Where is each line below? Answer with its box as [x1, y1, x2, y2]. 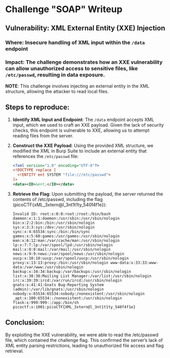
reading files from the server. [12, 133, 74, 139]
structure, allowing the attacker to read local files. [5, 88, 109, 94]
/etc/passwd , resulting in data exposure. [5, 71, 105, 78]
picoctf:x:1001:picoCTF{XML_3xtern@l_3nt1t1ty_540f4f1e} [12, 304, 136, 309]
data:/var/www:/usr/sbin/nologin [12, 264, 84, 269]
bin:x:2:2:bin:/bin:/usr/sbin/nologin [12, 220, 95, 225]
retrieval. [5, 348, 24, 354]
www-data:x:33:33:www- [110, 260, 158, 265]
